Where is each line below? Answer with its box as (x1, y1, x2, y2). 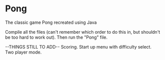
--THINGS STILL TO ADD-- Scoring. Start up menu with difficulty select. (5, 44, 152, 50)
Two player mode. (5, 49, 42, 55)
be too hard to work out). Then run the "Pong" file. (5, 34, 108, 40)
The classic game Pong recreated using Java (5, 19, 97, 25)
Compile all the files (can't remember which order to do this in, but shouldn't (5, 29, 161, 35)
